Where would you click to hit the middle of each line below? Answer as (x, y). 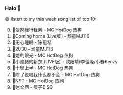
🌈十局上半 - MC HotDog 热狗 (43, 68)
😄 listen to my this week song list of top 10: (51, 19)
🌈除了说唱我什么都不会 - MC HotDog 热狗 (56, 75)
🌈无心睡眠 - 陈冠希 (32, 42)
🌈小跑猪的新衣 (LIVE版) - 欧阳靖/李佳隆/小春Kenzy (65, 62)
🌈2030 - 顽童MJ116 (33, 49)
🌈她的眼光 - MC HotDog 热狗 (43, 55)
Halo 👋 (13, 8)
